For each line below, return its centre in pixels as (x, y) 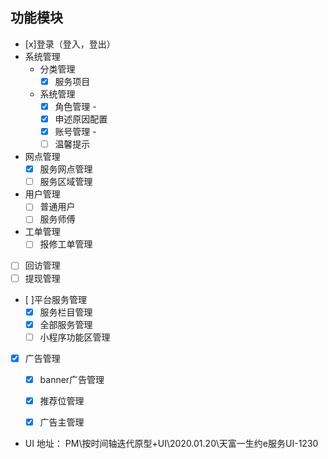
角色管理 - (75, 106)
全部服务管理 (66, 324)
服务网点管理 (66, 169)
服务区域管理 (66, 182)
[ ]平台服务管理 (55, 299)
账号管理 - (75, 131)
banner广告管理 (72, 379)
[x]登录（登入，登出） (70, 44)
